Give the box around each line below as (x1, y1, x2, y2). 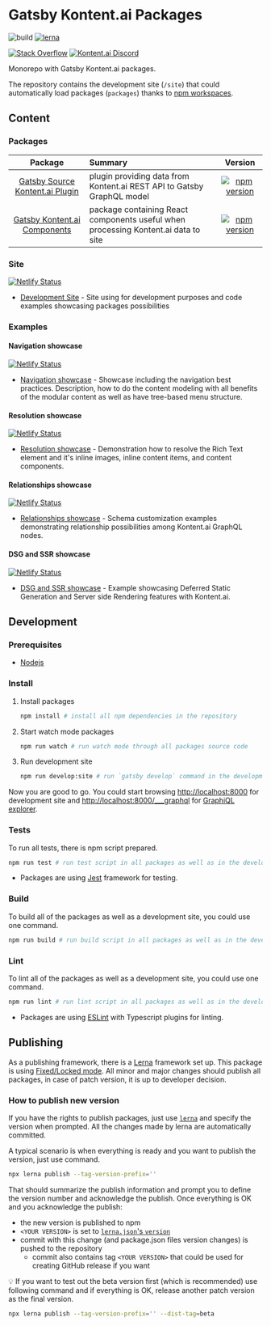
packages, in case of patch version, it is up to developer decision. (8, 1074, 227, 1084)
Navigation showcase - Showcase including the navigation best (19, 375, 231, 385)
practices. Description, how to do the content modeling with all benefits (19, 383, 258, 393)
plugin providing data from (89, 170, 190, 181)
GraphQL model (89, 190, 149, 201)
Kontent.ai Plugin (15, 185, 79, 197)
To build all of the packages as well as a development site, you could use (8, 912, 251, 921)
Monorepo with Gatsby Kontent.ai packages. (8, 63, 156, 74)
